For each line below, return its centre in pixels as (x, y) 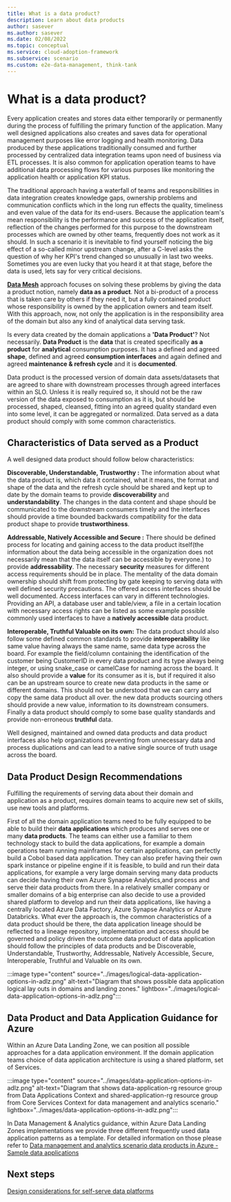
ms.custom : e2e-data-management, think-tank (72, 65)
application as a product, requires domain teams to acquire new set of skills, (115, 801)
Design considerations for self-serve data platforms (80, 1191)
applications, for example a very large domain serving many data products (113, 873)
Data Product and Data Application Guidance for (113, 1018)
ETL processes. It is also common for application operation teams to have (111, 162)
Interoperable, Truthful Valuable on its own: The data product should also (113, 632)
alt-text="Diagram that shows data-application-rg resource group (129, 1088)
